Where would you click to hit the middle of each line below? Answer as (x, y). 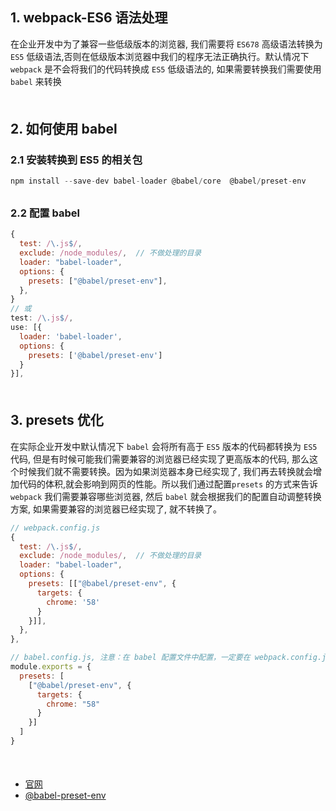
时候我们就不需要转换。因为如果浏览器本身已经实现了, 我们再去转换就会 (165, 471)
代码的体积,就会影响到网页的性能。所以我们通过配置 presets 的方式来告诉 (168, 484)
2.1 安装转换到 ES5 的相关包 (76, 160)
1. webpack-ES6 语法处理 (89, 18)
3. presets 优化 (57, 420)
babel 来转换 (36, 81)
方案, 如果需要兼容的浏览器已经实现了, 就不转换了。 (116, 509)
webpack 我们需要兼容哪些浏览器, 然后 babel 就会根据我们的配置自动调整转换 (166, 496)
